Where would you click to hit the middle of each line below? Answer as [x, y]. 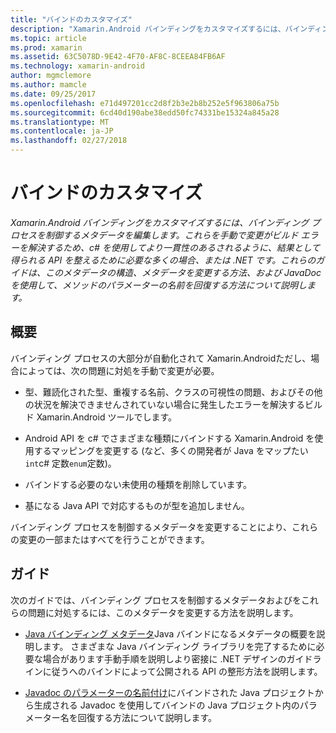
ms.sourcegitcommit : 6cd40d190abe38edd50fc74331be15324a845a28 [145, 112]
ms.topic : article [48, 38]
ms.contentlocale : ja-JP [62, 131]
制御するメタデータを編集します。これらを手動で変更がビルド [171, 235]
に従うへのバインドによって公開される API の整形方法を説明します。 [182, 671]
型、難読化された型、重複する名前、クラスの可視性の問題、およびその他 [173, 392]
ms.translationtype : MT [60, 122]
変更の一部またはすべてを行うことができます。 [114, 539]
